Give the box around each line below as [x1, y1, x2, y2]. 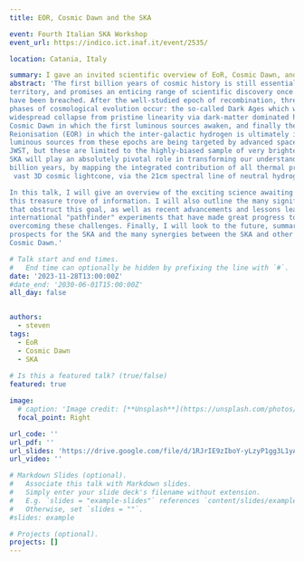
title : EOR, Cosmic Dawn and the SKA [9, 13, 152, 23]
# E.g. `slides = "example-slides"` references [9, 496, 201, 505]
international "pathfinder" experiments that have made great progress [9, 214, 285, 223]
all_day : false [9, 289, 67, 298]
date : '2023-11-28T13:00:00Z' [9, 271, 124, 280]
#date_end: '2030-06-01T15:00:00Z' [9, 280, 144, 290]
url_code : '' [9, 429, 59, 439]
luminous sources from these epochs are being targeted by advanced [9, 138, 273, 147]
